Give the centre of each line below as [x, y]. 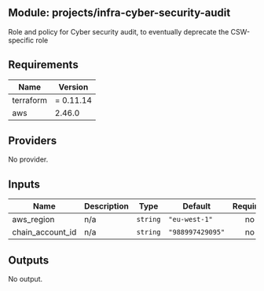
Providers [33, 141]
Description [106, 206]
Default [196, 206]
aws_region [33, 220]
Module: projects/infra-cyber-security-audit [119, 13]
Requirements [43, 65]
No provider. [28, 159]
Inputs [24, 184]
